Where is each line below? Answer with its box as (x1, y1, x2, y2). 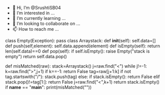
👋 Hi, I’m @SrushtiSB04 (12, 5, 61, 10)
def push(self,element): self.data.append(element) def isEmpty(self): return (5, 43, 160, 49)
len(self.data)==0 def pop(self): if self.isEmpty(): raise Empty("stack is (5, 48, 150, 54)
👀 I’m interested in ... (12, 10, 55, 16)
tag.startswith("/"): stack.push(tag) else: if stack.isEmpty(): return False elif (5, 74, 160, 80)
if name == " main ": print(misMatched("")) (5, 85, 92, 90)
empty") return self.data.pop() (5, 54, 67, 59)
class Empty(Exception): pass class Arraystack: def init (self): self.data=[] (5, 38, 156, 43)
